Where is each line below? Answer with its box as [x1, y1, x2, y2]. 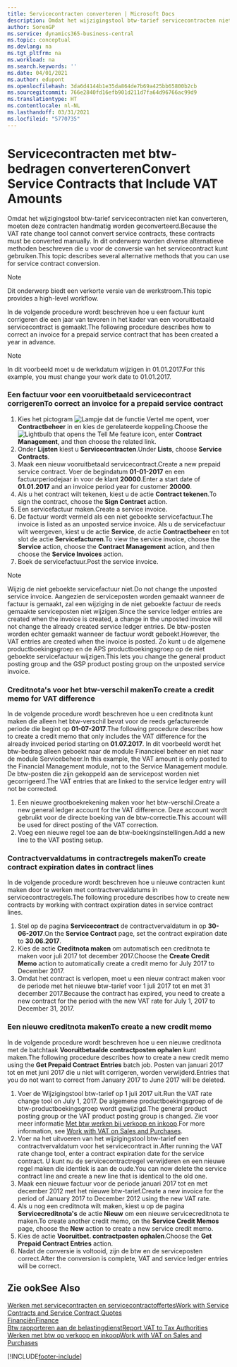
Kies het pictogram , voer [17, 414, 209, 423]
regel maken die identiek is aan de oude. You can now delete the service [17, 1164, 227, 1172]
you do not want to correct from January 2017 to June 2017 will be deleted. [7, 1076, 226, 1084]
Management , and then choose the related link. [17, 437, 157, 445]
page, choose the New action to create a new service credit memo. [17, 1224, 214, 1232]
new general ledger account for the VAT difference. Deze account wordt [17, 806, 228, 814]
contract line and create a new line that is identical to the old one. [17, 1172, 208, 1180]
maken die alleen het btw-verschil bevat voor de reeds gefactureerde [7, 717, 209, 725]
